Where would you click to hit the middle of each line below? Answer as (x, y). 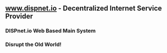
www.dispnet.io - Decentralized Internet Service (84, 8)
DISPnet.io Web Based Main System (51, 31)
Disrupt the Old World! (34, 44)
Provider (19, 17)
